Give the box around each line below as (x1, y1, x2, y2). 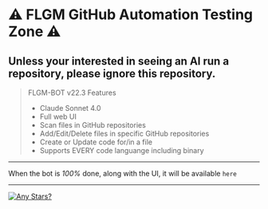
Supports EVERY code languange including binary (39, 146, 205, 155)
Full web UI (39, 112, 77, 121)
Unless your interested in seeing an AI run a (8, 54, 230, 68)
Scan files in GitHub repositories (39, 120, 146, 129)
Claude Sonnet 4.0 (39, 104, 101, 112)
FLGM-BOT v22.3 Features (27, 88, 117, 97)
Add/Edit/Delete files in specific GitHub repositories (39, 129, 210, 138)
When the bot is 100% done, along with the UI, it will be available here (8, 169, 238, 178)
